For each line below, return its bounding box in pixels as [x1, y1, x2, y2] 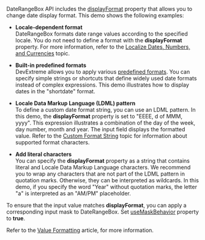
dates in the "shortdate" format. [15, 88, 95, 95]
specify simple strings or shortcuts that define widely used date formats [15, 75, 197, 82]
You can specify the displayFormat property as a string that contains [15, 157, 190, 165]
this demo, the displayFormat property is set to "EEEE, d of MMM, [15, 113, 182, 120]
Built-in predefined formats [15, 61, 87, 69]
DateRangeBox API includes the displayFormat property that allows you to [6, 6, 193, 12]
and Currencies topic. [15, 50, 70, 57]
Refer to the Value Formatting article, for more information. [6, 226, 154, 234]
